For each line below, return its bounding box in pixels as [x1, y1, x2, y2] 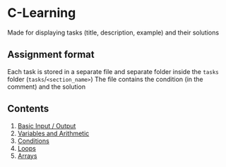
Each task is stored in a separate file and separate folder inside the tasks [7, 67, 219, 75]
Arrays [17, 151, 37, 160]
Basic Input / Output [17, 121, 76, 130]
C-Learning [7, 5, 76, 21]
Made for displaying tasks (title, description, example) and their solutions [7, 28, 220, 37]
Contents [7, 103, 49, 115]
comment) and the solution [7, 82, 86, 91]
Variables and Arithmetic [17, 129, 90, 137]
